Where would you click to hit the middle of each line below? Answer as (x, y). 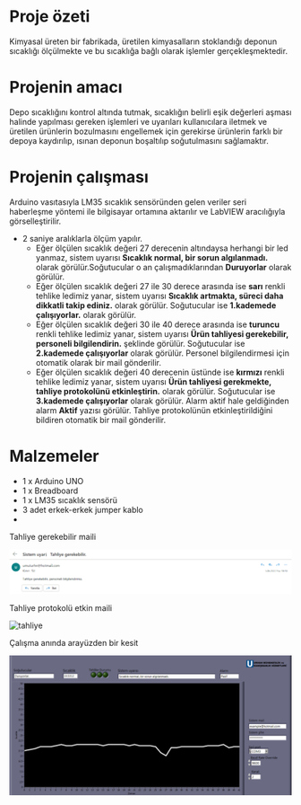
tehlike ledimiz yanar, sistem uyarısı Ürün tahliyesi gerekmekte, (153, 381)
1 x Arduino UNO (53, 481)
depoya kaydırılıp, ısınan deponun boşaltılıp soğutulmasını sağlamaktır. (139, 140)
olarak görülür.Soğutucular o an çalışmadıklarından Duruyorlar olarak (163, 267)
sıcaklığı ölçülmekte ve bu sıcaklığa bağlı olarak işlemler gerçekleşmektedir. (149, 50)
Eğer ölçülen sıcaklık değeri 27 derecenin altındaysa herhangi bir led (162, 248)
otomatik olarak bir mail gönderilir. (98, 362)
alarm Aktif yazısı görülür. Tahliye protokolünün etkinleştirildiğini (154, 410)
